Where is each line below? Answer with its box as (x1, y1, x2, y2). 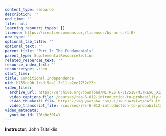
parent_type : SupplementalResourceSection (5, 53, 94, 58)
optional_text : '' (5, 44, 43, 49)
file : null (5, 21, 28, 26)
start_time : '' (5, 71, 37, 76)
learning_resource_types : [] (5, 26, 65, 31)
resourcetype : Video (5, 67, 48, 72)
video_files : (5, 85, 32, 90)
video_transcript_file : (9, 103, 58, 108)
